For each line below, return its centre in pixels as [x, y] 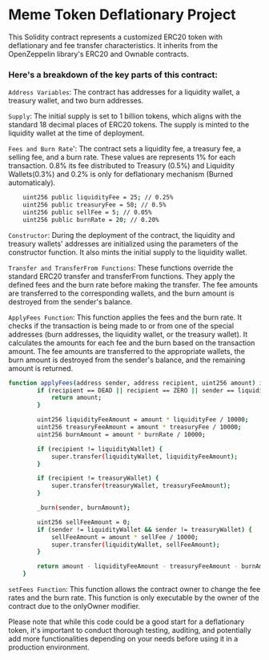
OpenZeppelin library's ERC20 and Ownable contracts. [99, 54]
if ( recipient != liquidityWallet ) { [100, 449]
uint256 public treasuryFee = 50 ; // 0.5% [94, 205]
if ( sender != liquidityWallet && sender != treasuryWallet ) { [145, 529]
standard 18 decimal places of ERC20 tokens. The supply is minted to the [129, 125]
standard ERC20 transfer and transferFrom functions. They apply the [122, 276]
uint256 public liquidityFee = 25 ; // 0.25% [98, 198]
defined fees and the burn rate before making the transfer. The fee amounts [133, 284]
